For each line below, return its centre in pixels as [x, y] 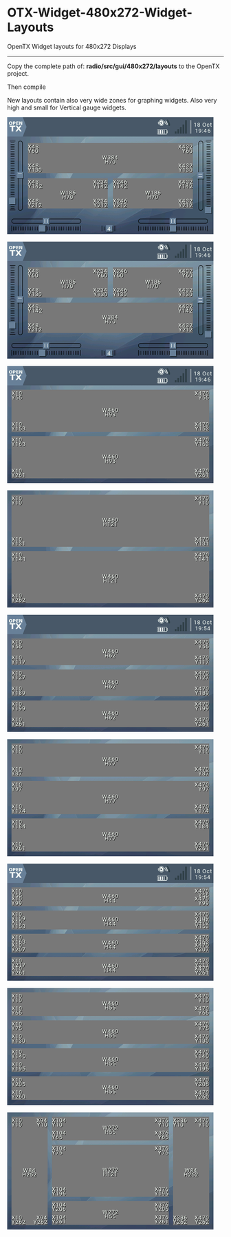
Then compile [26, 87]
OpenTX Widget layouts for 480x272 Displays [72, 46]
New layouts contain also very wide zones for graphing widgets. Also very [112, 100]
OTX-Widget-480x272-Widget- [100, 13]
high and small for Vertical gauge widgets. [67, 107]
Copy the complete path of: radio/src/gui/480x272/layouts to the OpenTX [113, 66]
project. [18, 73]
